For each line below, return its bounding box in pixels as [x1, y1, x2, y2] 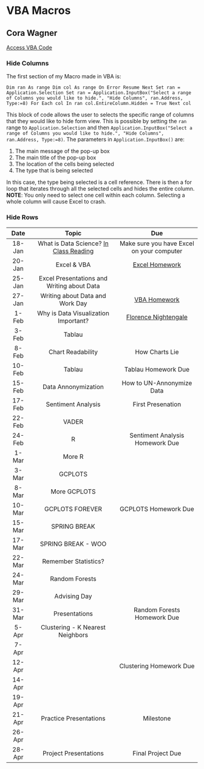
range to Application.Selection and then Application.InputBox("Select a [6, 124, 192, 131]
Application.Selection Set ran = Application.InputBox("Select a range [6, 90, 191, 96]
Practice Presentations [41, 714, 106, 722]
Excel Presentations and [38, 274, 108, 282]
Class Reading [52, 246, 94, 255]
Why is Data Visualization [37, 309, 109, 317]
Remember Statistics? [42, 557, 104, 565]
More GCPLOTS [50, 487, 96, 495]
